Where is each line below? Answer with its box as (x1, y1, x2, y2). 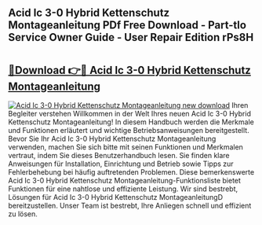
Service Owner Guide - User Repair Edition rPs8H (8, 31, 254, 44)
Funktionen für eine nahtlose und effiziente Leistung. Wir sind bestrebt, (8, 184, 238, 194)
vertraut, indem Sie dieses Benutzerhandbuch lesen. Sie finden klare (8, 151, 230, 160)
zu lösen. (8, 209, 38, 219)
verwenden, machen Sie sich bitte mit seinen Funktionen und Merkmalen (8, 142, 243, 152)
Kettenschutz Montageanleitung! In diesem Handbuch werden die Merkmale (8, 117, 255, 127)
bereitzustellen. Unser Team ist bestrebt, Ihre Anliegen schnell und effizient (8, 201, 252, 210)
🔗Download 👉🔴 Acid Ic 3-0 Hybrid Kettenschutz (8, 63, 251, 77)
